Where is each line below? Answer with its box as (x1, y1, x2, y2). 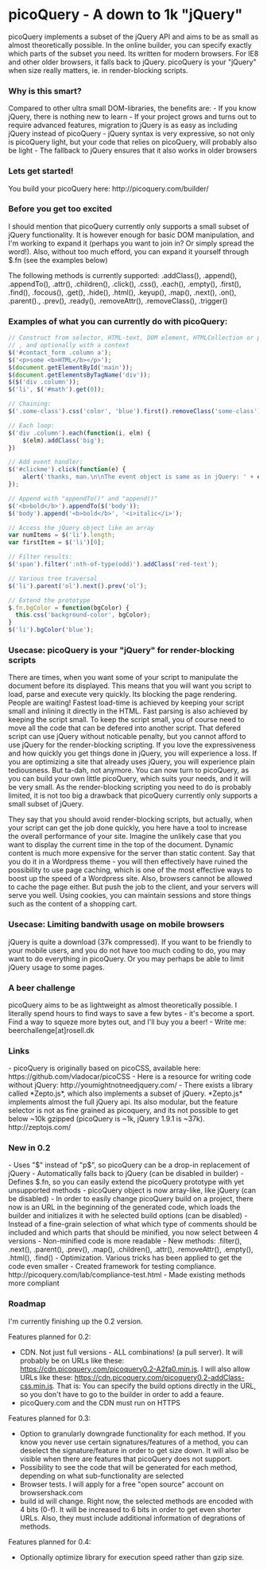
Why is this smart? (8, 85, 82, 96)
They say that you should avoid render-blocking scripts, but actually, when (8, 814, 253, 824)
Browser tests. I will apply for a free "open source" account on (19, 1479, 224, 1489)
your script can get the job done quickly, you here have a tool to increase (8, 823, 248, 833)
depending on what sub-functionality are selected (19, 1471, 184, 1480)
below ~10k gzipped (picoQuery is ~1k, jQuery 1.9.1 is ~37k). (8, 1114, 205, 1123)
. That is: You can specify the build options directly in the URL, (52, 1381, 257, 1390)
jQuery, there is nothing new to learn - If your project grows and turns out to (8, 112, 257, 122)
